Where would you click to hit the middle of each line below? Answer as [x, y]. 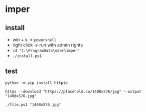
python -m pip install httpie [37, 83]
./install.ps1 [27, 56]
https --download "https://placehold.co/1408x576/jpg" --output [73, 91]
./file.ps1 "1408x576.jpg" [33, 104]
